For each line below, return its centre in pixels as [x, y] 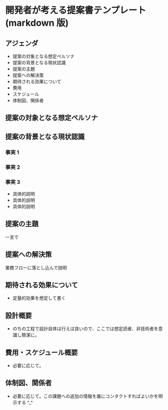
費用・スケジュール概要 [42, 352]
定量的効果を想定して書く [39, 298]
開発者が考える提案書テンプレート [76, 10]
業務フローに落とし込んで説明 [36, 268]
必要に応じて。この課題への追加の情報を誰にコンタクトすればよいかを [86, 396]
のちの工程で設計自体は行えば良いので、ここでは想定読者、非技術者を [86, 329]
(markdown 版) [37, 23]
